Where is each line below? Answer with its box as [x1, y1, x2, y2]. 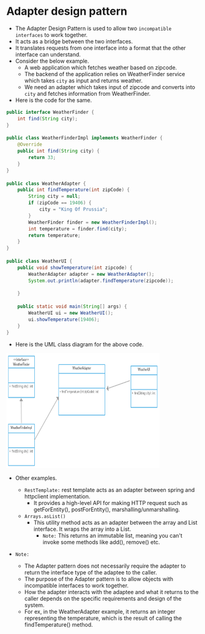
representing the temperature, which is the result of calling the [24, 614, 182, 622]
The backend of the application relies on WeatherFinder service [24, 70, 185, 77]
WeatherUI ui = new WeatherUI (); [28, 310, 114, 316]
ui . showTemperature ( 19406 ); [28, 316, 100, 323]
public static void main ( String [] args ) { [17, 303, 127, 310]
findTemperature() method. [24, 620, 93, 628]
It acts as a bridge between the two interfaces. [15, 37, 133, 45]
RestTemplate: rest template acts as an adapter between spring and [24, 486, 195, 493]
